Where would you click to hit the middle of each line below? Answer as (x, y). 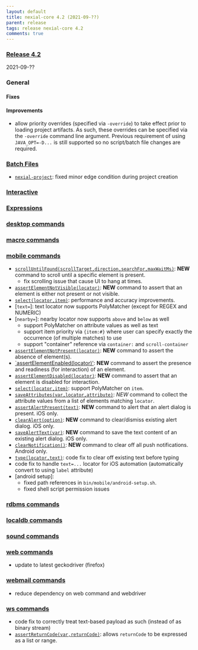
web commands (30, 552)
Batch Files (23, 164)
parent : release (26, 23)
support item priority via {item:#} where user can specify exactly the (108, 332)
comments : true (25, 34)
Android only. (31, 452)
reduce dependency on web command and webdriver (80, 593)
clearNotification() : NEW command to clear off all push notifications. (101, 445)
